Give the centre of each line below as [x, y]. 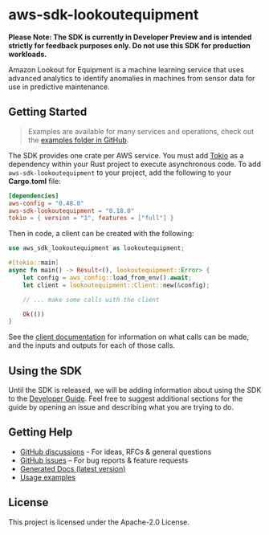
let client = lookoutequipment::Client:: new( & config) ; [116, 285]
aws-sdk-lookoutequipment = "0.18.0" [71, 210]
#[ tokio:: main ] [34, 263]
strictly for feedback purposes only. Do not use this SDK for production [129, 45]
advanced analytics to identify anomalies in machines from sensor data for [132, 78]
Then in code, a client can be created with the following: [101, 234]
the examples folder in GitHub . [78, 140]
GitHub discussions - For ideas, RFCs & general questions [116, 451]
